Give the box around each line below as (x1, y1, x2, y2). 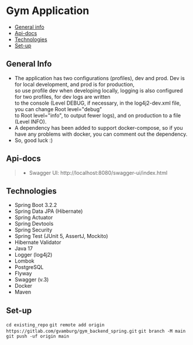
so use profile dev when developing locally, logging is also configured (14, 87, 183, 94)
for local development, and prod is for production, (14, 81, 135, 88)
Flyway (14, 270, 32, 277)
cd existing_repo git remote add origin (6, 322, 105, 328)
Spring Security (14, 226, 53, 233)
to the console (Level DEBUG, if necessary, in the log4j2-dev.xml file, (14, 99, 181, 106)
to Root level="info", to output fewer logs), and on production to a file (14, 112, 181, 119)
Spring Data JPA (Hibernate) (14, 208, 83, 215)
